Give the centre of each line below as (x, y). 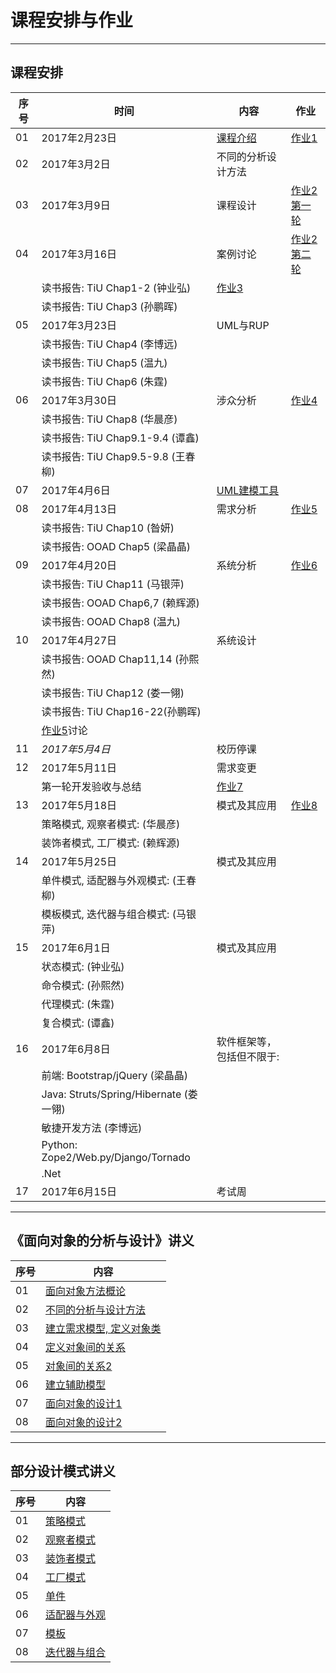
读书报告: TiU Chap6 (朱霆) (104, 381)
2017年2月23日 (79, 138)
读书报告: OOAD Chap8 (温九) (111, 621)
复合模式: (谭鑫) (78, 1023)
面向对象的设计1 (84, 1403)
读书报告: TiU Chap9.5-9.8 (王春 (118, 456)
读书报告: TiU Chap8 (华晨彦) (109, 419)
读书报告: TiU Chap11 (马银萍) (113, 584)
